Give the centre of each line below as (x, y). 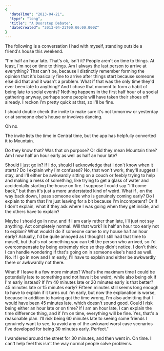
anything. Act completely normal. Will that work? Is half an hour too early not (82, 226)
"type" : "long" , (26, 19)
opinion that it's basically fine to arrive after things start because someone (80, 76)
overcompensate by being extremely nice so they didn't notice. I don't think (81, 247)
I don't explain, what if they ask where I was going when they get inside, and (82, 206)
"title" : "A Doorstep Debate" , (41, 23)
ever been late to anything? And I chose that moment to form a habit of (76, 87)
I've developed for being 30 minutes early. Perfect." (57, 329)
